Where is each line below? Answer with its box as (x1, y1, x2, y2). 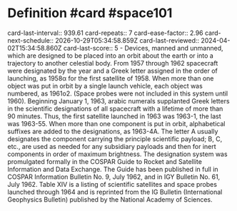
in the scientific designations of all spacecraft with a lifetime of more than (7, 104, 223, 113)
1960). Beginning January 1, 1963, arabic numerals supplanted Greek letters (7, 96, 230, 105)
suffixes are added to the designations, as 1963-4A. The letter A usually (7, 127, 218, 135)
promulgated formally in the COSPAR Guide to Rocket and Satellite (7, 157, 202, 165)
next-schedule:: (7, 36, 54, 44)
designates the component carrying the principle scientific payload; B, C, (7, 134, 223, 143)
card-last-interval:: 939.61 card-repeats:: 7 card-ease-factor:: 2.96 (7, 29, 203, 37)
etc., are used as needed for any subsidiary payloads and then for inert (7, 142, 216, 150)
